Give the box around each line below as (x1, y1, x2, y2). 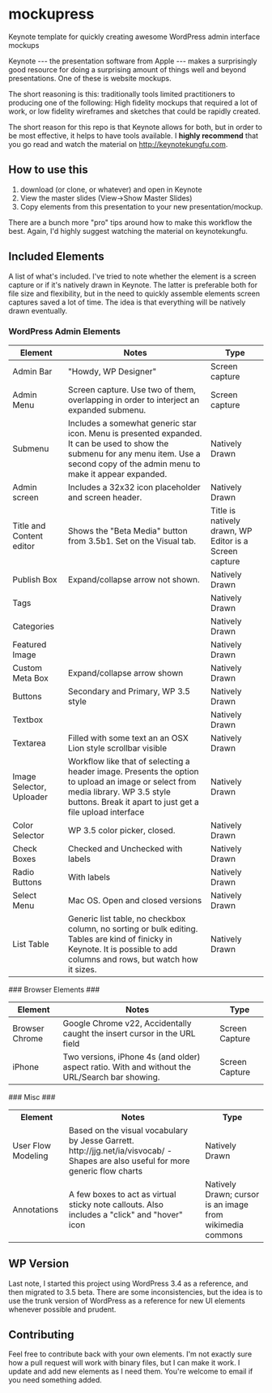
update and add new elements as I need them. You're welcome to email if (8, 1366, 253, 1377)
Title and (12, 520, 46, 531)
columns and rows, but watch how (67, 954, 198, 965)
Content (12, 530, 43, 541)
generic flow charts (68, 1165, 143, 1176)
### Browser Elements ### (8, 984, 100, 994)
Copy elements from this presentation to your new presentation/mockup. (19, 201, 263, 211)
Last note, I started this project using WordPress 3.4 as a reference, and (8, 1278, 249, 1288)
